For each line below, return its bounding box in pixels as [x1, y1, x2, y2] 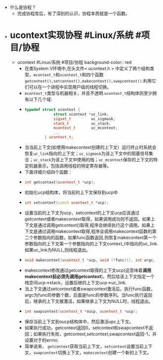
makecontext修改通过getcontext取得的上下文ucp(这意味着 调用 [24, 267, 152, 273]
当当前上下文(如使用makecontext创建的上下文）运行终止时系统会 [24, 144, 157, 150]
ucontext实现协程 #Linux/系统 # [9, 30, 142, 41]
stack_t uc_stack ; [53, 121, 111, 126]
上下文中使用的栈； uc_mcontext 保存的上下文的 [59, 157, 154, 163]
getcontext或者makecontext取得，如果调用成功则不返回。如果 [24, 216, 151, 222]
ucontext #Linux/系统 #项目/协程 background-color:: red [17, 59, 132, 65]
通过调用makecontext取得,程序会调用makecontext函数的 [38, 228, 152, 234]
